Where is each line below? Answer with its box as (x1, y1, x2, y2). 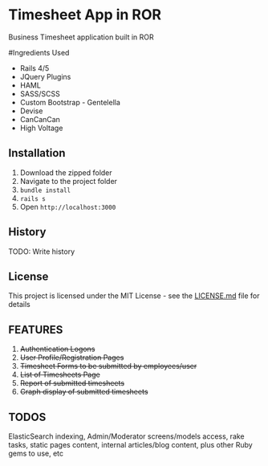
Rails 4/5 (19, 63, 50, 73)
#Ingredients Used (8, 47, 70, 57)
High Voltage (19, 123, 63, 133)
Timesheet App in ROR (8, 6, 162, 24)
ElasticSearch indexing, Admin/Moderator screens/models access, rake (8, 431, 245, 441)
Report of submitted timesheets (19, 378, 125, 388)
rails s (19, 194, 46, 202)
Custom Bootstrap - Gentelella (19, 97, 120, 107)
